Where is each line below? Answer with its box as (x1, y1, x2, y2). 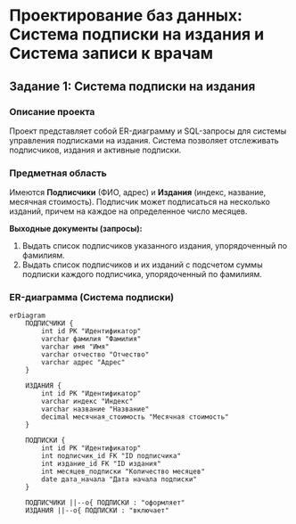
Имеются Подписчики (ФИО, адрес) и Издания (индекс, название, (9, 187, 267, 198)
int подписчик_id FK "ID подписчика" (41, 452, 181, 461)
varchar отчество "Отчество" (41, 350, 150, 359)
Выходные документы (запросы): (9, 224, 143, 234)
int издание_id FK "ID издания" (41, 460, 162, 469)
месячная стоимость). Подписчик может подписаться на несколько (9, 197, 270, 208)
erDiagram (9, 311, 46, 321)
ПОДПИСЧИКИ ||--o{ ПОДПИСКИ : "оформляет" (25, 498, 185, 508)
